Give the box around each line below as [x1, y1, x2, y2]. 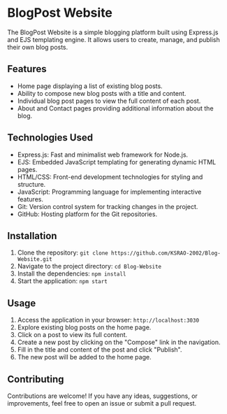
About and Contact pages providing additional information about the [17, 103, 214, 113]
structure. [17, 180, 46, 188]
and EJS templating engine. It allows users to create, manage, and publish [7, 35, 220, 43]
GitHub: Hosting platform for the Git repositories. [17, 210, 158, 218]
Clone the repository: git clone [17, 248, 108, 257]
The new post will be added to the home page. [17, 353, 152, 362]
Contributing [7, 373, 64, 385]
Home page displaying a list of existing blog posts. [17, 82, 163, 90]
